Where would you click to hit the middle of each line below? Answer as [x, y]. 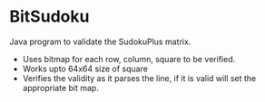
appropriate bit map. [61, 88]
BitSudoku [49, 17]
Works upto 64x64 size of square [85, 69]
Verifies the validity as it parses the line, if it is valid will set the [139, 78]
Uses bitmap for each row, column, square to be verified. [129, 59]
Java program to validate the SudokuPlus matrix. [100, 42]
